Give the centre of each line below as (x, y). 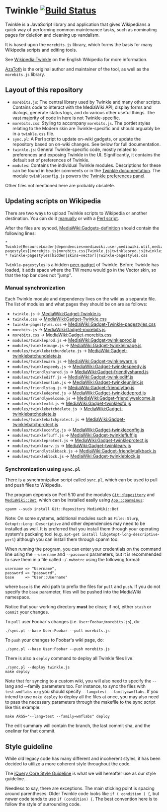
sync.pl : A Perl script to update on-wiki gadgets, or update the (77, 139)
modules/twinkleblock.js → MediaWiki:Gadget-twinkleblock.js (76, 456)
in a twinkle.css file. (33, 134)
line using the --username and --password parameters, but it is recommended (83, 554)
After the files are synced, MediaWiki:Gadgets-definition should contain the (82, 228)
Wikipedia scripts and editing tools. (41, 50)
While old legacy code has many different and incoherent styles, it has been (83, 758)
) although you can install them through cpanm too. (67, 539)
